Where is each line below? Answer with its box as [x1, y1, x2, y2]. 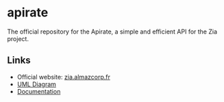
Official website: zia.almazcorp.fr [16, 73, 111, 81]
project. [7, 34, 29, 42]
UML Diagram [16, 80, 57, 88]
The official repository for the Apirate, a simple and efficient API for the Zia [7, 27, 218, 36]
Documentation [16, 87, 61, 95]
